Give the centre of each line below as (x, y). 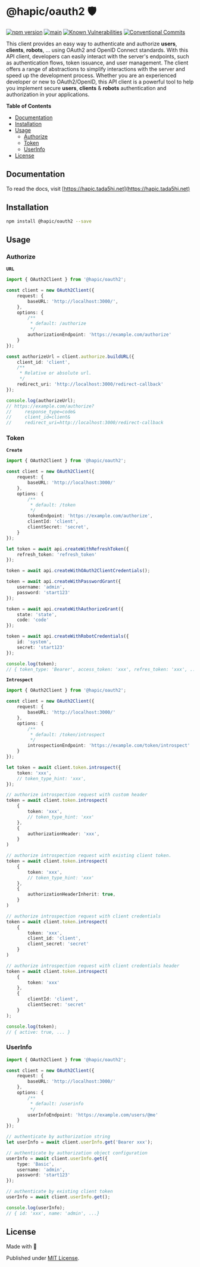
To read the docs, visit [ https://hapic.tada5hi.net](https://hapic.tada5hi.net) (98, 188)
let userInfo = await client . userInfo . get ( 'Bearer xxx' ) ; (79, 1142)
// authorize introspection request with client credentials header (93, 966)
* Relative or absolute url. (56, 373)
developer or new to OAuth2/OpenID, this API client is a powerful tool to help (100, 82)
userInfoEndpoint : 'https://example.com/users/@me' (93, 1115)
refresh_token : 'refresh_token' (57, 554)
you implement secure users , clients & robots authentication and (86, 88)
